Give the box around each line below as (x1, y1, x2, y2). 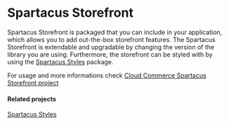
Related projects (7, 94, 56, 103)
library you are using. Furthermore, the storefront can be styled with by (7, 50, 213, 59)
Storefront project (7, 78, 59, 87)
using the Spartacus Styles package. (7, 57, 114, 66)
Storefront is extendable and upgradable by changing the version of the (7, 43, 215, 51)
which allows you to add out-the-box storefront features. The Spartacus (7, 35, 216, 43)
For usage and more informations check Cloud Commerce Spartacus (7, 71, 207, 80)
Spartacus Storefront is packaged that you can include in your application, (7, 28, 223, 36)
